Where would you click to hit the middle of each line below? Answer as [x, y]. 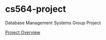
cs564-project [36, 9]
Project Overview [23, 32]
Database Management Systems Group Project [53, 23]
